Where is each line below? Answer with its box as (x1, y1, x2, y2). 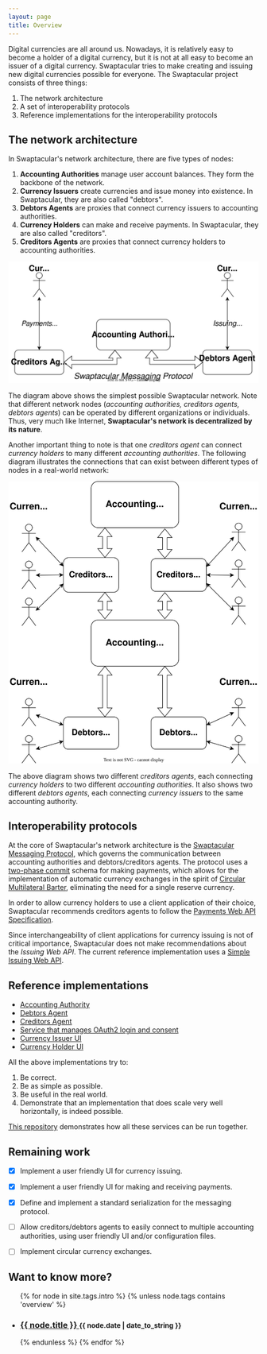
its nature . (8, 425, 43, 435)
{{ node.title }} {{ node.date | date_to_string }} (19, 1320, 182, 1331)
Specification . (8, 915, 54, 925)
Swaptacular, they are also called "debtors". (19, 195, 164, 204)
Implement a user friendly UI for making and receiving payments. (19, 1182, 233, 1192)
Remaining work (8, 1145, 91, 1159)
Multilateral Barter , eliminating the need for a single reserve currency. (8, 883, 235, 892)
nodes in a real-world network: (8, 466, 110, 475)
